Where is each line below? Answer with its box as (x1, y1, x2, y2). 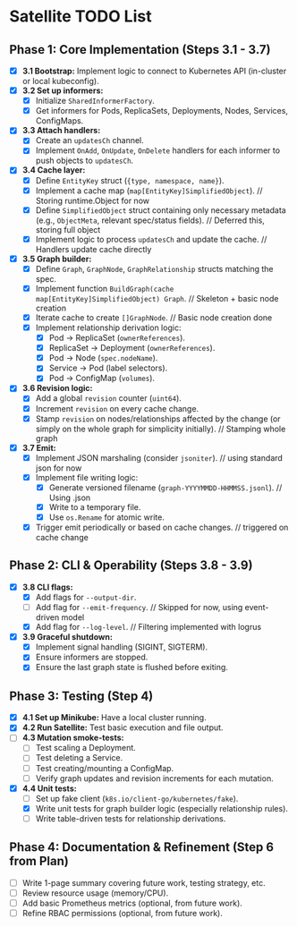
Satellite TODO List (9, 6, 152, 27)
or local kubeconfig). (21, 76, 100, 87)
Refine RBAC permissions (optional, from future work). (21, 907, 224, 918)
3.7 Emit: (21, 442, 56, 453)
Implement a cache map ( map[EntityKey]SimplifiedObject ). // (35, 185, 263, 196)
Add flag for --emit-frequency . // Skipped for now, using (35, 602, 243, 612)
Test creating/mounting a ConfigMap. (35, 762, 174, 773)
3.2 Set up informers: (21, 85, 104, 96)
